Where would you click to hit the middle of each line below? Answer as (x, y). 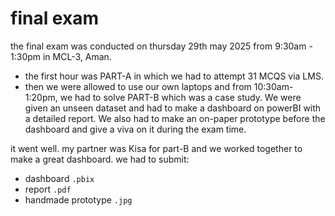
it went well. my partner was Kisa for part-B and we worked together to (156, 148)
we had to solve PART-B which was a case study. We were (180, 97)
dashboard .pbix (59, 178)
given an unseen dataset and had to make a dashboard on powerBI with (173, 108)
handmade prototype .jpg (78, 199)
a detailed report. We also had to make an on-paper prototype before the (175, 118)
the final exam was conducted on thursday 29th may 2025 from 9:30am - (161, 46)
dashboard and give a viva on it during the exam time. (135, 129)
